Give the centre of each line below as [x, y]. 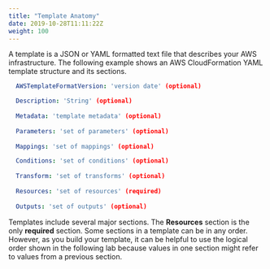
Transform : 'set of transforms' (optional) [90, 176]
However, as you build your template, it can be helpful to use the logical [128, 239]
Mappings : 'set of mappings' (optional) [85, 146]
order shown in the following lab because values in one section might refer [133, 248]
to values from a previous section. [65, 256]
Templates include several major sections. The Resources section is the [129, 222]
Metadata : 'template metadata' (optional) [89, 116]
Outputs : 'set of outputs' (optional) [82, 206]
